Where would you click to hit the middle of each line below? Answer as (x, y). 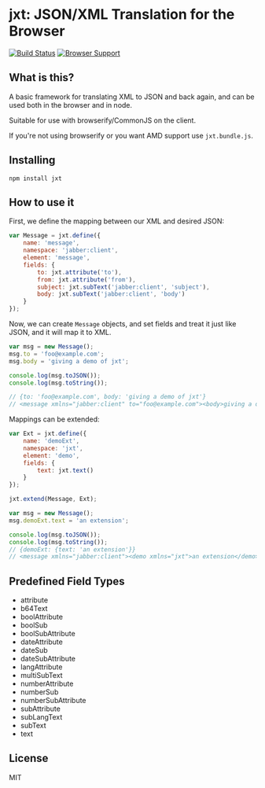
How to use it (42, 202)
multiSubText (41, 676)
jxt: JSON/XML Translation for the (122, 15)
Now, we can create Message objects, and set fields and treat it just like (123, 324)
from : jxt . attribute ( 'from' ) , (86, 280)
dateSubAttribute (48, 659)
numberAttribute (47, 684)
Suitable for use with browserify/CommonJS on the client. (102, 120)
